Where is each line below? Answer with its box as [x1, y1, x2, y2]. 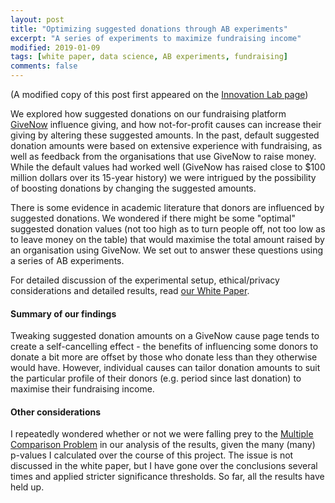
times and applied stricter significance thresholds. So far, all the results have [10, 471, 325, 483]
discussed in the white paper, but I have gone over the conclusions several [10, 460, 318, 472]
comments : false [10, 61, 78, 71]
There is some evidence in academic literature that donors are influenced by [10, 202, 325, 213]
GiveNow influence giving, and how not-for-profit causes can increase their [10, 119, 322, 130]
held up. [10, 481, 45, 493]
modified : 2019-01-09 [10, 42, 101, 53]
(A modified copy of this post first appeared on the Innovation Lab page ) [10, 89, 309, 100]
